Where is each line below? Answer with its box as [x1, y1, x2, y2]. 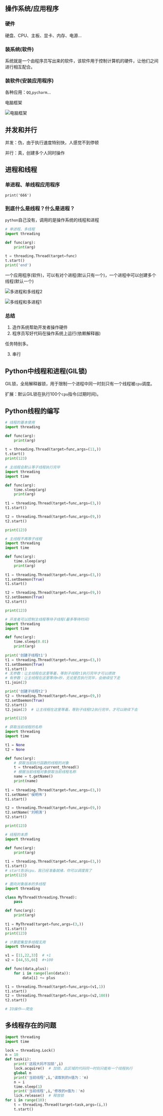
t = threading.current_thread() [14, 765, 79, 770]
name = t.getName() [14, 774, 54, 779]
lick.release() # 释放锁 [14, 1093, 64, 1098]
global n [14, 1070, 32, 1076]
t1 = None [5, 742, 25, 747]
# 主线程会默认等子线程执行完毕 [5, 465, 60, 470]
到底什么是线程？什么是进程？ [5, 205, 75, 212]
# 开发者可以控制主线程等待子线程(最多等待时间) [5, 617, 90, 622]
